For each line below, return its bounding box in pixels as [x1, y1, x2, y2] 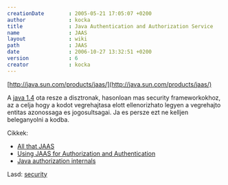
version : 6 [7, 55, 78, 62]
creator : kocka [7, 61, 91, 68]
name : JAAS [7, 29, 88, 36]
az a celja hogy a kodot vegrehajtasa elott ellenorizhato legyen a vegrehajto [7, 100, 221, 109]
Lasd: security [7, 170, 48, 178]
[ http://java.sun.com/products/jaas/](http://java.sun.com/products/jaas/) [7, 80, 212, 88]
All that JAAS [16, 142, 55, 150]
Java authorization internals [16, 156, 96, 165]
